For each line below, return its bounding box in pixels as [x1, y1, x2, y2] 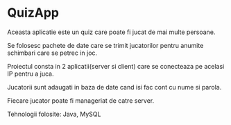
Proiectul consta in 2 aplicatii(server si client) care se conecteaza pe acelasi [7, 62, 225, 70]
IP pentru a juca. [7, 69, 54, 78]
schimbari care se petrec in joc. [7, 49, 98, 57]
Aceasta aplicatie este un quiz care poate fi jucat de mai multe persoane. [7, 28, 216, 36]
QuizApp [7, 5, 60, 21]
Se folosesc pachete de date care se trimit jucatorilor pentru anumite [7, 41, 204, 49]
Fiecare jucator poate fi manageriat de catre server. [7, 96, 155, 105]
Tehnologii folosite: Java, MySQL [7, 110, 101, 118]
